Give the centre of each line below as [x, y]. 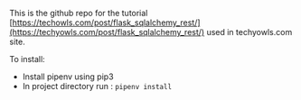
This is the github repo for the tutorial [79, 13]
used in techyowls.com [249, 32]
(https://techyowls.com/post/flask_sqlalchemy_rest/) [107, 32]
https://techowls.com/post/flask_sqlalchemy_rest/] [106, 23]
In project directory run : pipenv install [97, 86]
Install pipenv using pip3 [68, 77]
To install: [27, 59]
